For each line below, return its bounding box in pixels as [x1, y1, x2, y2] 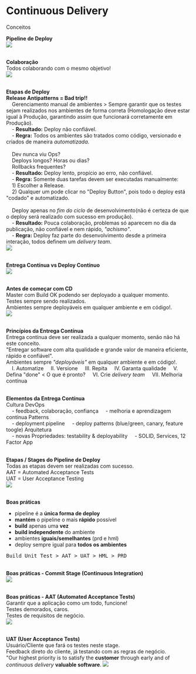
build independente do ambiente [14, 528, 95, 535]
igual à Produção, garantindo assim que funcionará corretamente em [6, 113, 173, 120]
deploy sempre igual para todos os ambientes [14, 541, 127, 548]
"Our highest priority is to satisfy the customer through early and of [6, 654, 170, 661]
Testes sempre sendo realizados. [6, 297, 86, 304]
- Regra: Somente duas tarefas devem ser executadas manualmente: [11, 175, 179, 183]
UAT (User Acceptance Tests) [6, 635, 80, 642]
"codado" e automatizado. [6, 194, 70, 201]
